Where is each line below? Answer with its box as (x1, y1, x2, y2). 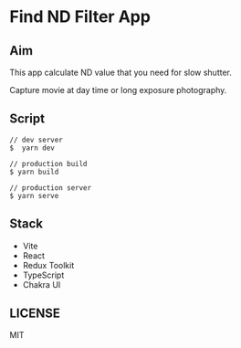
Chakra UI (22, 279, 61, 290)
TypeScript (22, 269, 65, 280)
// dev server (9, 135, 64, 144)
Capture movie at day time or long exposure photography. (9, 85, 227, 95)
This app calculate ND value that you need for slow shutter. (9, 67, 233, 78)
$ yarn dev (9, 143, 55, 153)
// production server (9, 183, 92, 193)
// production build (9, 159, 89, 168)
